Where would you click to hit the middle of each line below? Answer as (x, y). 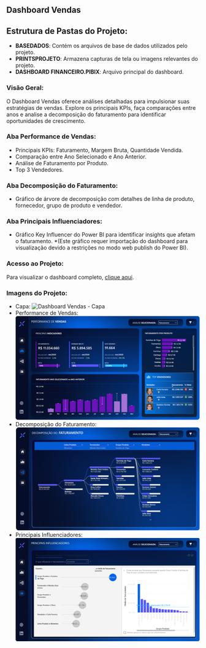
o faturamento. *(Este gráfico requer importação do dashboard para (101, 241)
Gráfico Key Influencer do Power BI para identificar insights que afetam (105, 235)
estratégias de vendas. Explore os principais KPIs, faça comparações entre (101, 107)
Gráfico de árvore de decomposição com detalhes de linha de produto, (105, 199)
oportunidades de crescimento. (46, 121)
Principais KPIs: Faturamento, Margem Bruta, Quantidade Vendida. (99, 150)
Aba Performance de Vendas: (51, 136)
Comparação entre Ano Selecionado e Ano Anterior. (81, 157)
